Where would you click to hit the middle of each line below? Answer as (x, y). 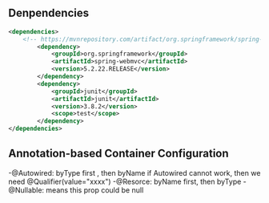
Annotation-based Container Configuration (119, 154)
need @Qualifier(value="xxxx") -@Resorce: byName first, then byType (125, 181)
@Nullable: (26, 190)
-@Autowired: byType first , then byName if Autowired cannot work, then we (134, 173)
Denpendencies (49, 13)
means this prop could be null (95, 190)
